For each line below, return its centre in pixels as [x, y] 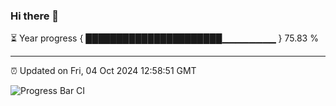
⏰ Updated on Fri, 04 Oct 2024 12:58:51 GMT [103, 71]
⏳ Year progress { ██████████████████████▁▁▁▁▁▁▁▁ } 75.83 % [164, 38]
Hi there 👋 [35, 16]
